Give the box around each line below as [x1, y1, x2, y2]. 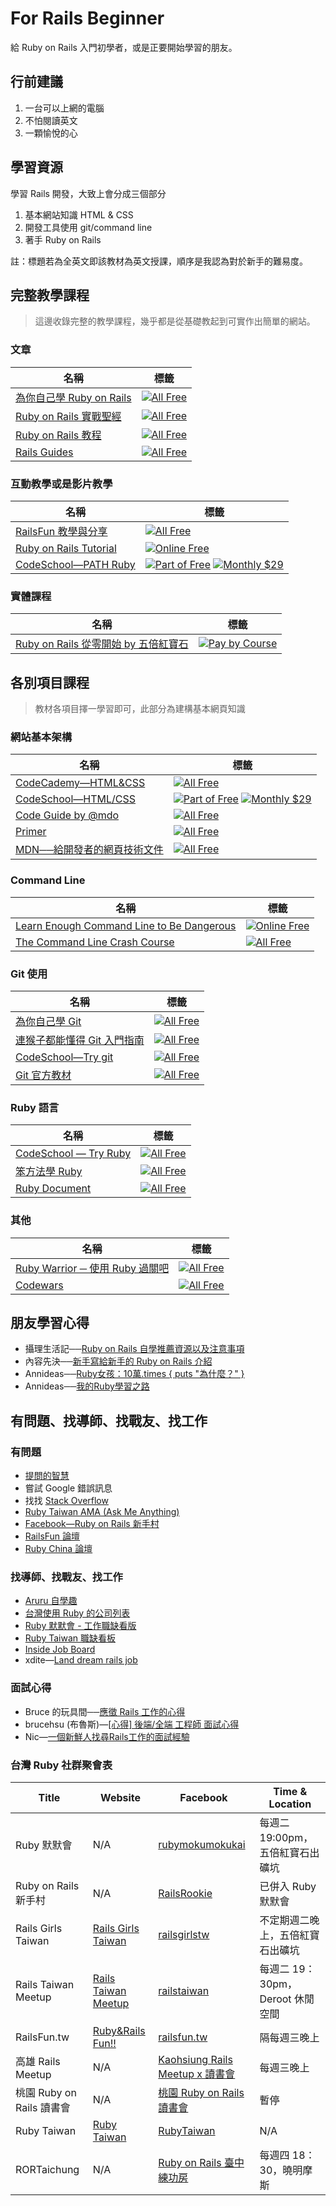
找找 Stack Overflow [24, 1495, 109, 1507]
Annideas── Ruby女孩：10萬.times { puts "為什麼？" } [24, 1368, 245, 1380]
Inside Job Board [24, 1643, 96, 1656]
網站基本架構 [10, 730, 73, 744]
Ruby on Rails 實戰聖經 [15, 409, 122, 423]
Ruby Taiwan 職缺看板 [24, 1632, 116, 1644]
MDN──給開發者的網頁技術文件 [15, 843, 164, 857]
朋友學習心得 [10, 1314, 90, 1331]
